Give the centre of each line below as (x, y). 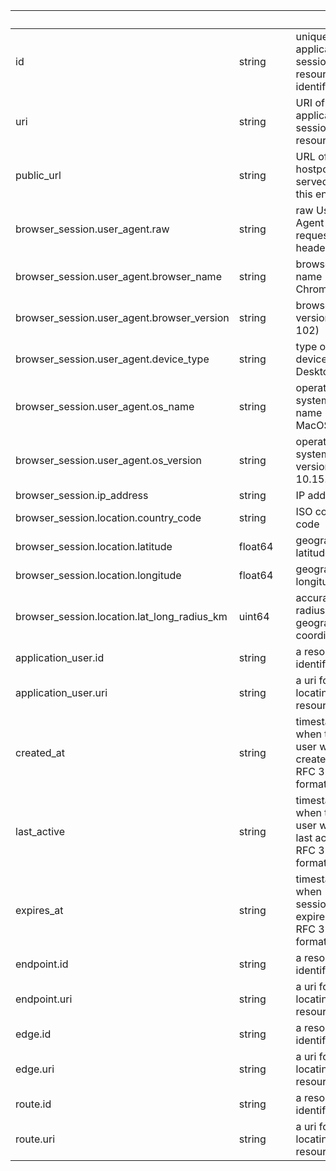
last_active (40, 831)
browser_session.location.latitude (94, 546)
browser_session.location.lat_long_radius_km (121, 616)
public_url (38, 175)
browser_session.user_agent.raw (92, 229)
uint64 (254, 616)
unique (311, 36)
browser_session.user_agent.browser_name (118, 276)
